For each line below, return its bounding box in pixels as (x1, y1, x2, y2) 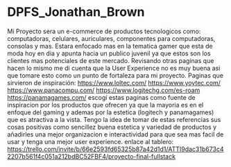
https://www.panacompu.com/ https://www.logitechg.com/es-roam (7, 86, 200, 94)
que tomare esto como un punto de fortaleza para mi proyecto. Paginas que (7, 71, 224, 80)
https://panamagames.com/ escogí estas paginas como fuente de (7, 93, 196, 101)
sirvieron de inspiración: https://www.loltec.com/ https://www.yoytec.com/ (7, 78, 221, 87)
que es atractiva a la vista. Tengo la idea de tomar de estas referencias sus (7, 115, 221, 123)
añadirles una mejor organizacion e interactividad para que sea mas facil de (7, 130, 224, 139)
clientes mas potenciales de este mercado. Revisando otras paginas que (7, 56, 214, 64)
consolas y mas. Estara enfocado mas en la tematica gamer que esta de (7, 42, 213, 50)
